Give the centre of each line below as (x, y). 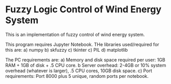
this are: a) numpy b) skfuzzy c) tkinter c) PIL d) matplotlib (67, 50)
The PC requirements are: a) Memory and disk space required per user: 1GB (85, 59)
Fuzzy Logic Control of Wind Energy (83, 9)
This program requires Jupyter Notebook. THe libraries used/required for (82, 44)
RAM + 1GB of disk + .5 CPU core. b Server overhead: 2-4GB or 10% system (86, 65)
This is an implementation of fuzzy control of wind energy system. (75, 34)
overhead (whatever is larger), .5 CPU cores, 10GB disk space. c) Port (79, 71)
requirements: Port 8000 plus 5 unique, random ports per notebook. (77, 76)
